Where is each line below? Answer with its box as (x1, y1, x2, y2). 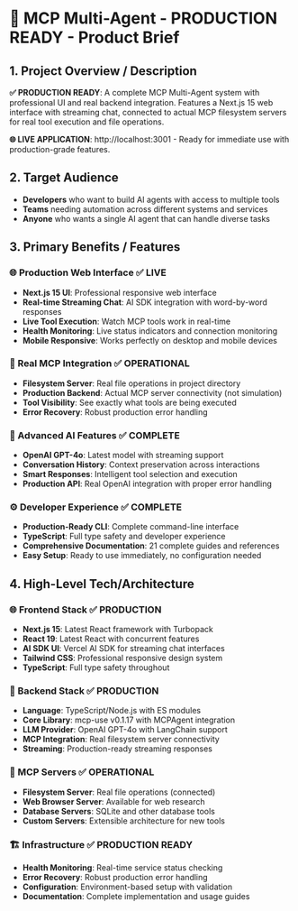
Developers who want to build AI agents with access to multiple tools (22, 194, 280, 205)
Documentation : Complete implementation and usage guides (22, 890, 250, 901)
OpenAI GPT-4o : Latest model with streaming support (22, 450, 224, 461)
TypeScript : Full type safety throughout (22, 662, 170, 673)
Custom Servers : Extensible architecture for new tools (22, 815, 225, 826)
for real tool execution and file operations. (9, 116, 165, 127)
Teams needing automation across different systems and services (22, 203, 268, 215)
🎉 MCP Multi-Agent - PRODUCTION (9, 8, 277, 29)
